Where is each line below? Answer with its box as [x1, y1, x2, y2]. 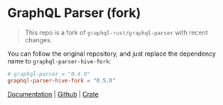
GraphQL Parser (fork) [7, 5, 141, 21]
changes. [24, 35, 53, 44]
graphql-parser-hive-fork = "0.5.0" [7, 77, 116, 84]
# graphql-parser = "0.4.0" [7, 70, 91, 78]
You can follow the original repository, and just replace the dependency [7, 49, 217, 58]
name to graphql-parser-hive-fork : [7, 56, 111, 65]
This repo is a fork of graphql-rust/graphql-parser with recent [24, 28, 208, 37]
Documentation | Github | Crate [7, 89, 99, 98]
